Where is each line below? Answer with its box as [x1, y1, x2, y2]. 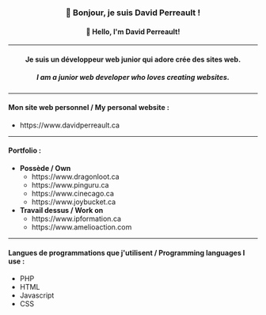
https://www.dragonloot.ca [31, 172, 120, 181]
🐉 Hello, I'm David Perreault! [85, 27, 180, 36]
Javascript [19, 290, 55, 300]
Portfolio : [8, 146, 42, 155]
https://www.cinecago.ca [31, 189, 115, 199]
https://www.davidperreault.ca [19, 120, 120, 130]
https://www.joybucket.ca [31, 197, 116, 207]
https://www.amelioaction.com [31, 222, 132, 232]
